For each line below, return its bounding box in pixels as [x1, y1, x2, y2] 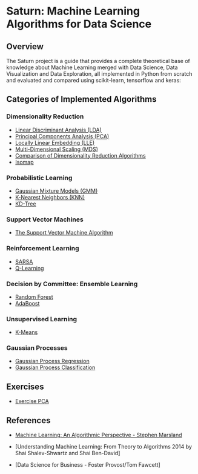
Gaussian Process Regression [15, 358, 90, 365]
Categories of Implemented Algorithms [6, 94, 157, 104]
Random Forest [15, 293, 53, 301]
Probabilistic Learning [6, 173, 73, 182]
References [6, 415, 51, 426]
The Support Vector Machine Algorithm [15, 229, 113, 236]
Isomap [15, 158, 35, 165]
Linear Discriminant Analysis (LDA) [15, 126, 102, 133]
